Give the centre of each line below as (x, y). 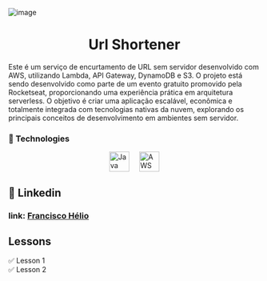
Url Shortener (134, 45)
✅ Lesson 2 (27, 270)
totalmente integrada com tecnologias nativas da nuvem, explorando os (126, 109)
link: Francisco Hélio (49, 215)
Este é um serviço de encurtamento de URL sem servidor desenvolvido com (134, 66)
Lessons (30, 241)
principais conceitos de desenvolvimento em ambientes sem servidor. (124, 118)
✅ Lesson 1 (27, 261)
